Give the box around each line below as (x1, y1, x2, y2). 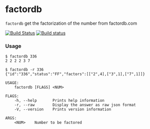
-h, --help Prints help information (14, 98, 105, 103)
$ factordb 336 (5, 54, 37, 59)
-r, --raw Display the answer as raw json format (14, 102, 136, 108)
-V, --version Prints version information (14, 107, 112, 112)
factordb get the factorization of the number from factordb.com (5, 20, 137, 26)
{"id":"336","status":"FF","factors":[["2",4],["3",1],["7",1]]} (5, 72, 145, 77)
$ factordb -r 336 (5, 67, 44, 73)
